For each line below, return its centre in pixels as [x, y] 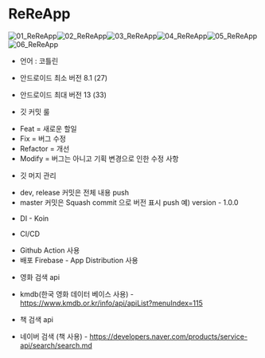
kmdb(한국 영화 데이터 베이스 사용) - [76, 294]
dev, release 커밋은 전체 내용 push [74, 192]
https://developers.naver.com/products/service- [169, 336]
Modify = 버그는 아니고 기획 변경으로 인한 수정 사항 [99, 158]
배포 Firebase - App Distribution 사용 [79, 260]
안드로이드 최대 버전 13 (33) [63, 94]
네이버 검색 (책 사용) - [54, 336]
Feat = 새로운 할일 [48, 128]
